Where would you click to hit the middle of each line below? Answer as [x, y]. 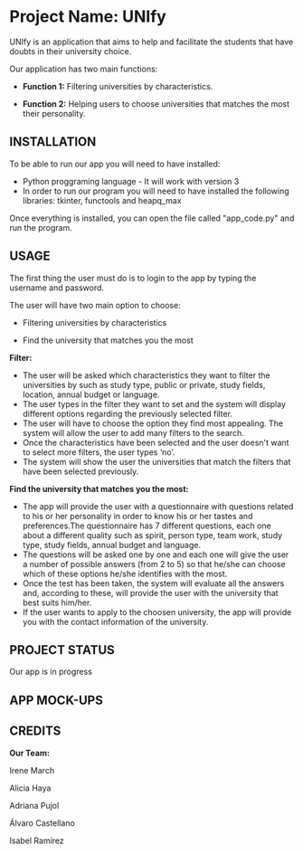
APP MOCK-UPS [57, 700]
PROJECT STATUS [62, 650]
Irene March [32, 770]
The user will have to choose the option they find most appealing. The [152, 423]
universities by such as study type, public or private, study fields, [144, 384]
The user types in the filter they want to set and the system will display [154, 403]
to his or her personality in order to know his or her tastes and [137, 516]
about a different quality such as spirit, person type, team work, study [152, 535]
